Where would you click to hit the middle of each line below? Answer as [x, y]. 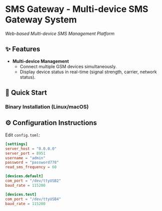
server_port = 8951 [25, 153]
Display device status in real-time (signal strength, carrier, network [88, 72]
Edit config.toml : [23, 135]
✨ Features [23, 49]
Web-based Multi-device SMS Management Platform [60, 33]
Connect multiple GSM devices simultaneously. [68, 66]
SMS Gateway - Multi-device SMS [77, 9]
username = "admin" [25, 158]
